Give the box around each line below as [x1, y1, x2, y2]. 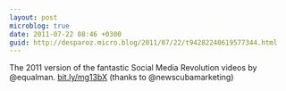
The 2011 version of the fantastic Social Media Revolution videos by [9, 62, 257, 73]
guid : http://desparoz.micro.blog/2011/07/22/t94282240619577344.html [9, 37, 278, 47]
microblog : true [9, 21, 70, 30]
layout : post [9, 12, 58, 22]
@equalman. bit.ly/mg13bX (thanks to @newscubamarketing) [9, 72, 234, 83]
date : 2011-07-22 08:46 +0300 [9, 29, 122, 38]
